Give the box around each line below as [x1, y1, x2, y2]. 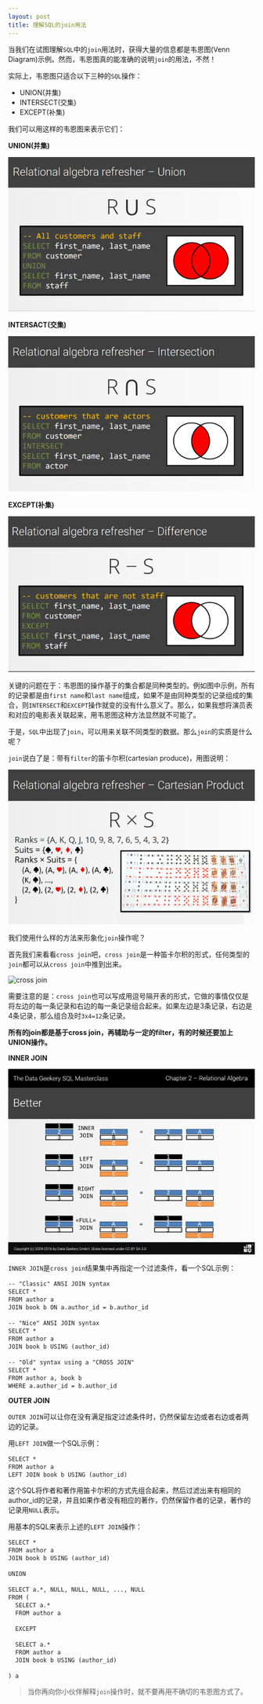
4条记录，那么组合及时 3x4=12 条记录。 [8, 1011, 130, 1021]
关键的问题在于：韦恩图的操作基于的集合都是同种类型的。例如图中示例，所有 [8, 680, 255, 690]
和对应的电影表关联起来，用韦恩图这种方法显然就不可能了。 [8, 710, 200, 719]
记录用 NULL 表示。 [8, 1505, 64, 1515]
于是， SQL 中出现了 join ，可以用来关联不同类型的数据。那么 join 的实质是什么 [8, 726, 253, 736]
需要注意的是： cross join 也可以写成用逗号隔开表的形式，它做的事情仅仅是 [8, 992, 249, 1001]
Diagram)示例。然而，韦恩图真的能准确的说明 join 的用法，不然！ [8, 54, 217, 64]
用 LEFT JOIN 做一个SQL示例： [8, 1438, 102, 1448]
